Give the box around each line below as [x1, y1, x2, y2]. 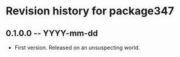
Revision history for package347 [5, 4, 175, 18]
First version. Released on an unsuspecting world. [14, 44, 140, 51]
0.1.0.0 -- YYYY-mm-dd [5, 28, 99, 38]
